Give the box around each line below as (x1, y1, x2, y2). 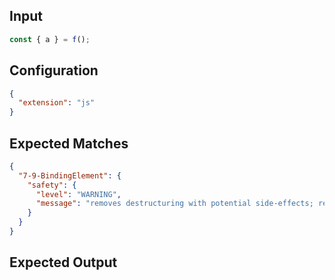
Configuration (9, 62, 99, 79)
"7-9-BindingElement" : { (18, 170, 122, 181)
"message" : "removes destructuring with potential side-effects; (35, 199, 314, 209)
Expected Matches (9, 135, 129, 152)
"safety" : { (27, 180, 77, 190)
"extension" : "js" (18, 98, 96, 108)
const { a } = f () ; (9, 34, 91, 44)
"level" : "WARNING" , (35, 189, 122, 199)
